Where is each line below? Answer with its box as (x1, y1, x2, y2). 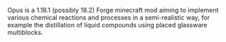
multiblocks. (7, 28, 43, 36)
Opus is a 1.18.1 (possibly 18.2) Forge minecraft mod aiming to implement (7, 6, 219, 14)
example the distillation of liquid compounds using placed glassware (7, 21, 208, 29)
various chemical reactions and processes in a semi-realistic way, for (7, 13, 210, 22)
